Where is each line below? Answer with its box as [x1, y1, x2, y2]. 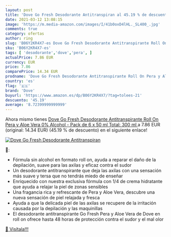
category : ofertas [5, 31, 44, 36]
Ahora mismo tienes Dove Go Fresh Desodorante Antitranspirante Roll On [5, 116, 159, 122]
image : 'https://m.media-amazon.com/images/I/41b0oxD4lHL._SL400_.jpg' [5, 21, 160, 27]
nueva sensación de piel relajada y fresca [12, 195, 100, 201]
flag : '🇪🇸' [5, 83, 31, 88]
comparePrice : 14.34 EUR [5, 69, 58, 74]
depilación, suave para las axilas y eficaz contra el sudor [12, 162, 132, 168]
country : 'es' [5, 78, 36, 84]
